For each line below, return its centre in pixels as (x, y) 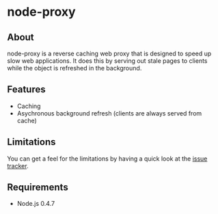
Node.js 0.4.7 (36, 204)
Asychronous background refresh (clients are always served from (109, 113)
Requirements (38, 188)
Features (26, 90)
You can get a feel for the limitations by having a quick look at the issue (107, 159)
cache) (27, 120)
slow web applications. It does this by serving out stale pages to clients (107, 61)
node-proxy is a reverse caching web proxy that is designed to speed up (109, 53)
